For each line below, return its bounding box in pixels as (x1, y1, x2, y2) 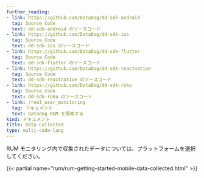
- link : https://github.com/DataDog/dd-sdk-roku (6, 83, 132, 89)
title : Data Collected (6, 122, 64, 128)
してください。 (6, 152, 44, 160)
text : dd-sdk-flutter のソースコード (12, 60, 101, 66)
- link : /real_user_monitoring (6, 99, 86, 105)
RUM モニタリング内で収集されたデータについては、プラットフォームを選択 (6, 145, 196, 152)
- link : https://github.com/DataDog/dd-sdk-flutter (6, 49, 140, 55)
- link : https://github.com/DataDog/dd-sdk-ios (6, 32, 130, 38)
